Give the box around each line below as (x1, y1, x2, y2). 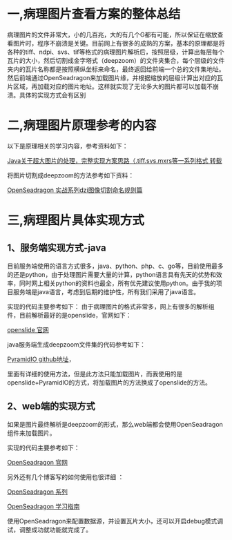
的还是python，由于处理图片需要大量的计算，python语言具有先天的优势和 (7, 270, 216, 278)
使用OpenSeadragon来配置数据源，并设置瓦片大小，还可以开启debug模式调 (7, 517, 223, 525)
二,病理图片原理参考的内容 (7, 118, 157, 133)
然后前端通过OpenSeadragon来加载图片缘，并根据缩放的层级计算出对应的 (7, 73, 217, 81)
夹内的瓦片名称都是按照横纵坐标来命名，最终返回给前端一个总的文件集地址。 (7, 65, 225, 73)
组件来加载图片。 (7, 429, 56, 437)
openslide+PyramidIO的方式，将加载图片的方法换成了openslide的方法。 (7, 378, 212, 387)
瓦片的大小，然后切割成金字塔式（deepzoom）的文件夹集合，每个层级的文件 (7, 56, 225, 64)
